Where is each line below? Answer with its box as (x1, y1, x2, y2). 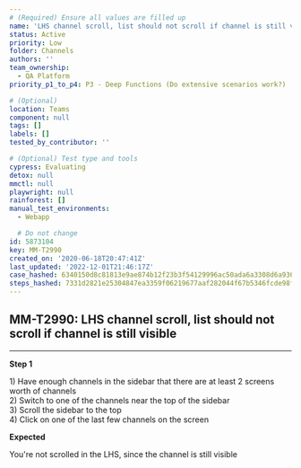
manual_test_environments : (9, 204, 110, 214)
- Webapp (17, 213, 50, 222)
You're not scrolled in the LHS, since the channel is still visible (9, 448, 237, 459)
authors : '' (9, 55, 54, 64)
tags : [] (9, 121, 42, 130)
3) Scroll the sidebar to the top (9, 404, 123, 415)
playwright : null (9, 188, 74, 197)
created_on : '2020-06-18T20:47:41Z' (9, 253, 146, 263)
